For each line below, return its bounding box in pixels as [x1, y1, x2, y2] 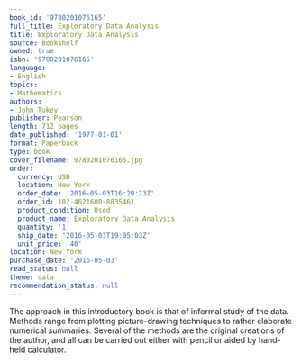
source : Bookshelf [9, 38, 78, 48]
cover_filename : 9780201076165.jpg [9, 155, 143, 165]
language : [9, 64, 47, 73]
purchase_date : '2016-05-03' [9, 256, 119, 266]
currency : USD [17, 172, 70, 181]
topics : [9, 80, 39, 89]
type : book [9, 147, 50, 156]
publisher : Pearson [9, 113, 83, 122]
